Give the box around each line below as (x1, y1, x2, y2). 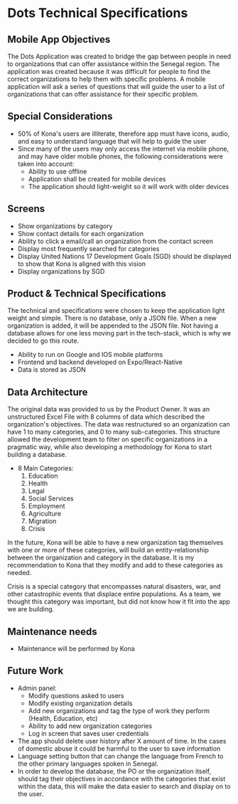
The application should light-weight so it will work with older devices (28, 182, 229, 191)
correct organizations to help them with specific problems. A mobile (7, 75, 206, 83)
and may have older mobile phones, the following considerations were (17, 151, 224, 161)
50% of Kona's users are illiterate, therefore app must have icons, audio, (17, 129, 229, 138)
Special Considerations (7, 110, 113, 122)
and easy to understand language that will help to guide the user (17, 136, 207, 145)
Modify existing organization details (28, 699, 133, 707)
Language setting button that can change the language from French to (17, 751, 224, 760)
